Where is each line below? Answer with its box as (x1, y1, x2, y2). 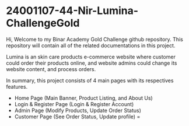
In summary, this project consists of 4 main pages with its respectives (6, 77, 174, 84)
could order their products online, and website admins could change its (6, 60, 177, 66)
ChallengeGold (6, 16, 80, 30)
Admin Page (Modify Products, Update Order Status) (14, 107, 142, 114)
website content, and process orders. (6, 65, 96, 72)
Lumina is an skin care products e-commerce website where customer (6, 53, 176, 60)
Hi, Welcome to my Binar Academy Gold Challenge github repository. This (6, 36, 184, 43)
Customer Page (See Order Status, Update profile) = (14, 113, 141, 120)
